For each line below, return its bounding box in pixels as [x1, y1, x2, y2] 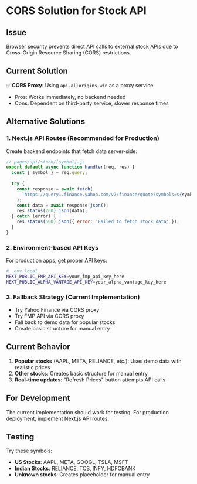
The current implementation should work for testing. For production [6, 408, 169, 415]
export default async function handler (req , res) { [6, 164, 135, 171]
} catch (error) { [11, 213, 57, 219]
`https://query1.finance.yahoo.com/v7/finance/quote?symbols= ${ [21, 192, 182, 197]
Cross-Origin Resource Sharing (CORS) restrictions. [6, 49, 131, 56]
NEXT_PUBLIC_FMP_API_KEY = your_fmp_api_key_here [6, 274, 125, 280]
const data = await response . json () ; [16, 202, 109, 209]
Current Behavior [6, 342, 70, 352]
